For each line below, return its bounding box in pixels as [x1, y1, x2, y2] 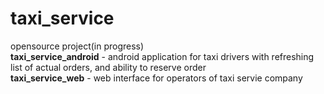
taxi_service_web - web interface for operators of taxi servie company [10, 72, 303, 84]
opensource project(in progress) [10, 40, 145, 52]
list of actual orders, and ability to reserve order [10, 61, 207, 73]
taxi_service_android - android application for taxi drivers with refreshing [10, 50, 315, 62]
